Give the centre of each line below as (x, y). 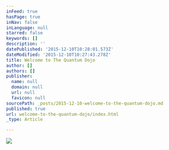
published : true (26, 109)
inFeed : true (22, 11)
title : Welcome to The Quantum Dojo (51, 60)
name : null (25, 82)
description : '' (26, 44)
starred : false (25, 33)
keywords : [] (22, 38)
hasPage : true (23, 17)
